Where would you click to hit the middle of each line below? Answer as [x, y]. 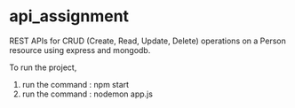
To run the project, [43, 67]
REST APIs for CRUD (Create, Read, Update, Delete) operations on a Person [147, 41]
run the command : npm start [76, 84]
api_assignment [69, 16]
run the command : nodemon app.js [88, 94]
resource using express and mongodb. [80, 50]
